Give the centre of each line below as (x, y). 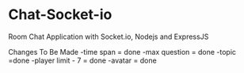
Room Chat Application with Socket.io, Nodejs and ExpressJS (109, 36)
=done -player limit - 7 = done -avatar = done (82, 60)
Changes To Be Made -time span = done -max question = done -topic (122, 52)
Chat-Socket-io (60, 15)
